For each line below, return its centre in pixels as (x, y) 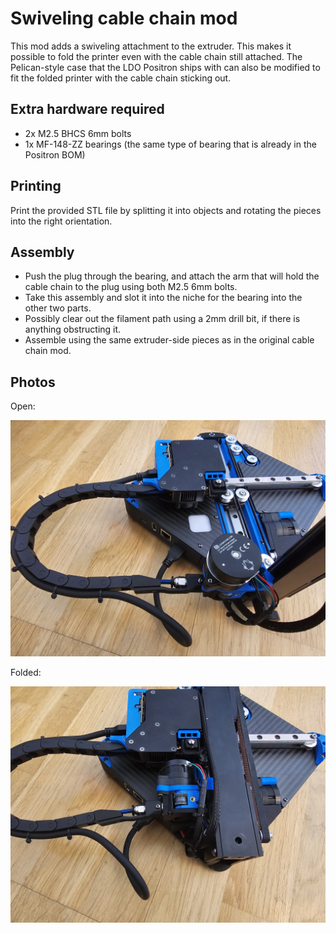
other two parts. (58, 308)
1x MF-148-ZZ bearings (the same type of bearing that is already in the (170, 144)
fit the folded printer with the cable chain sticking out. (121, 78)
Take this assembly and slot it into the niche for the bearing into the (163, 298)
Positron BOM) (55, 154)
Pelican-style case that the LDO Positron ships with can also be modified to (165, 67)
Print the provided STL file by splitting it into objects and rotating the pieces (166, 210)
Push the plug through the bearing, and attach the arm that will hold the (172, 276)
